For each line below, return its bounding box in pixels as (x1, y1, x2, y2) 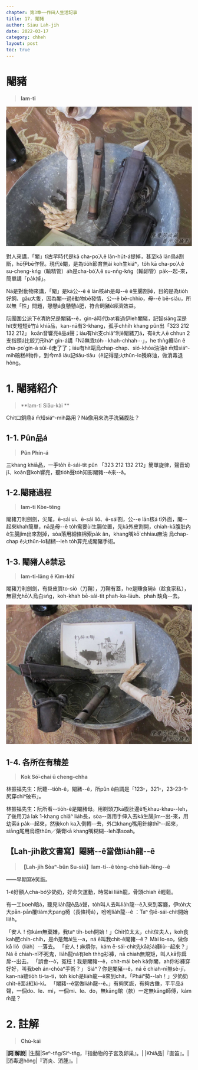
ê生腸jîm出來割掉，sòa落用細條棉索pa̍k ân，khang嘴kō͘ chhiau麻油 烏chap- (6, 530, 189, 537)
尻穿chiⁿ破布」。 (6, 793, 44, 800)
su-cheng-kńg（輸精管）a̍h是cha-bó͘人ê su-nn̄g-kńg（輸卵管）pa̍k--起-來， (6, 267, 191, 275)
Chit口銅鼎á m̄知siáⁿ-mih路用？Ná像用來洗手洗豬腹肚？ (6, 414, 140, 421)
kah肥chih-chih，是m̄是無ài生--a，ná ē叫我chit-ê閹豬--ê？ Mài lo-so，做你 (6, 935, 189, 942)
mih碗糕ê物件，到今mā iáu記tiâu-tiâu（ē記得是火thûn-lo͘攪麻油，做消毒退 (6, 351, 183, 358)
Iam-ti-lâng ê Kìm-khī (20, 573, 75, 580)
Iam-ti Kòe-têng (20, 504, 61, 511)
